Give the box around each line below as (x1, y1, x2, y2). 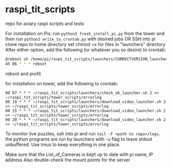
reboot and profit (5, 70, 41, 77)
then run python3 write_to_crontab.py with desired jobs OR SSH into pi (5, 36, 156, 42)
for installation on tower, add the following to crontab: (5, 80, 118, 86)
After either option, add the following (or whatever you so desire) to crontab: (5, 46, 166, 53)
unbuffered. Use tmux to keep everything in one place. (5, 141, 120, 148)
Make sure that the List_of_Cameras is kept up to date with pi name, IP (5, 151, 154, 157)
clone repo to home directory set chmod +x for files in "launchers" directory (5, 41, 166, 47)
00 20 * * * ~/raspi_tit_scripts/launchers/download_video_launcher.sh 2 (5, 117, 166, 122)
